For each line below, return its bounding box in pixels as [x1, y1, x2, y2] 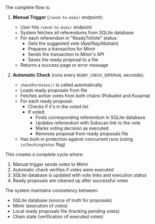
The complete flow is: [5, 5, 51, 10]
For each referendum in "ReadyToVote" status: [20, 35, 118, 41]
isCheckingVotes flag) [20, 141, 66, 147]
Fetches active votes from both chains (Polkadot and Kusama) [20, 93, 150, 98]
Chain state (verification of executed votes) [12, 214, 104, 219]
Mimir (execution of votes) [12, 203, 68, 209]
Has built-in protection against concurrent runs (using [20, 136, 133, 142]
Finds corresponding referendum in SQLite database [35, 114, 146, 120]
